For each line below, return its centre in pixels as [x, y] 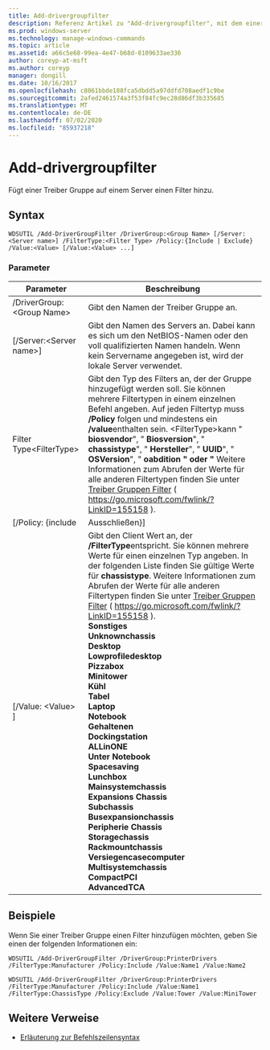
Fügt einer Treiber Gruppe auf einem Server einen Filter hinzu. [111, 190]
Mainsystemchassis [127, 786]
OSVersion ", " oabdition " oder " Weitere [167, 459]
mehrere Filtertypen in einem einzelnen [162, 399]
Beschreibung [173, 289]
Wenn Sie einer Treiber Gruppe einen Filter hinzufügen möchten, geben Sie [133, 935]
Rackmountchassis [125, 847]
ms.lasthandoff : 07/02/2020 [55, 121]
